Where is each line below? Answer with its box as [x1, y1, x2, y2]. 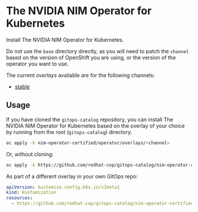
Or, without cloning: [6, 151, 54, 158]
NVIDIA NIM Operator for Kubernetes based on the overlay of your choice [6, 122, 185, 129]
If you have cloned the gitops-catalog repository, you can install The [6, 116, 174, 123]
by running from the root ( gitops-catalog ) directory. [6, 128, 133, 135]
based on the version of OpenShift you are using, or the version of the [6, 54, 176, 61]
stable [14, 83, 30, 90]
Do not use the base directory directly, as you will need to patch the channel [6, 47, 189, 54]
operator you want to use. [6, 60, 69, 67]
